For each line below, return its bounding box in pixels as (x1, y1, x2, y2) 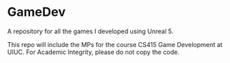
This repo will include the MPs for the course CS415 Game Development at (7, 40, 223, 48)
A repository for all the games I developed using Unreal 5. (7, 27, 174, 35)
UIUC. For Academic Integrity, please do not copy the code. (7, 48, 180, 56)
